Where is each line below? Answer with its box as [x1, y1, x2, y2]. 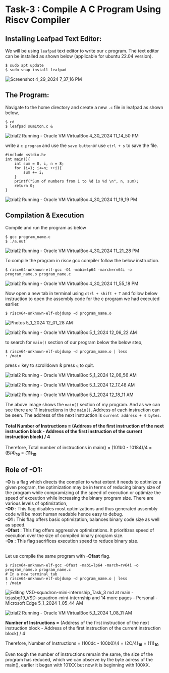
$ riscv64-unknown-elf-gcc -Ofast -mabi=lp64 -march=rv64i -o [5, 563, 139, 568]
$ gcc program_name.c [5, 234, 51, 239]
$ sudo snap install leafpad [5, 67, 67, 72]
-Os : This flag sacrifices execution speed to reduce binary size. [5, 538, 139, 544]
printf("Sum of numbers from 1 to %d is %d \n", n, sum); [14, 178, 139, 184]
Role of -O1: [5, 465, 43, 474]
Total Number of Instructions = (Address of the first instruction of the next [5, 423, 164, 429]
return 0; [14, 183, 35, 188]
